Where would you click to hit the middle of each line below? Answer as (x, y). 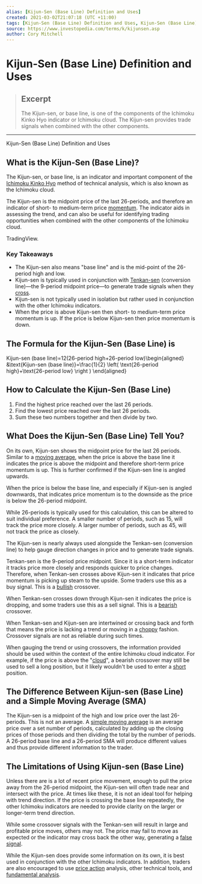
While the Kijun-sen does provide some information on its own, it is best (95, 856)
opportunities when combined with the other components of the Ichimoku (97, 220)
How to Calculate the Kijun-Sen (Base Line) (89, 390)
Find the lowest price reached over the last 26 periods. (83, 410)
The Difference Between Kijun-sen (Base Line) (95, 692)
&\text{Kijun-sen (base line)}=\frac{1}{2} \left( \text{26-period (82, 365)
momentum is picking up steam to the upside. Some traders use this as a (96, 580)
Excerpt (36, 99)
